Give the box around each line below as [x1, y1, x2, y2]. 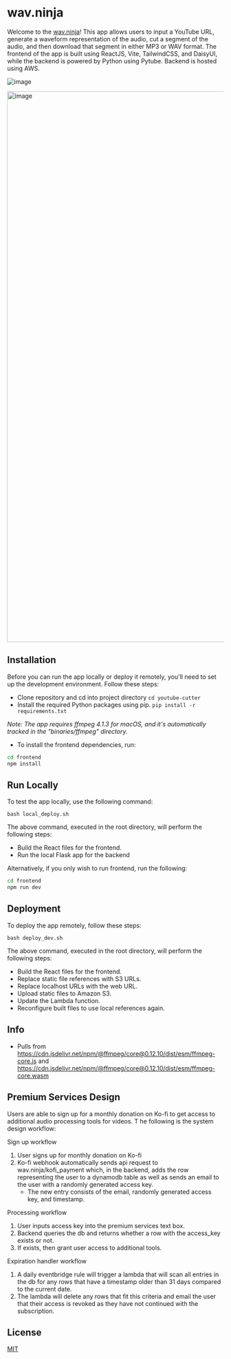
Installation [7, 654, 56, 666]
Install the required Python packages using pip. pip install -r [16, 700, 196, 708]
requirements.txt [16, 708, 67, 715]
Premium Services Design [7, 1091, 120, 1103]
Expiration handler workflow [7, 1256, 87, 1265]
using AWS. [7, 64, 40, 72]
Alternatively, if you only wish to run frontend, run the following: [7, 864, 188, 872]
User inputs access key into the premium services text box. [16, 1221, 186, 1230]
